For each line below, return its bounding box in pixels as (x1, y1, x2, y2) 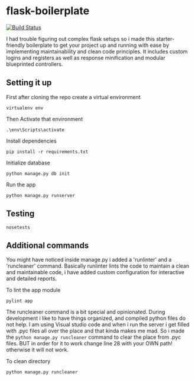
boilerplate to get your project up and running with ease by (26, 42, 170, 49)
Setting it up (6, 78, 52, 88)
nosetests (6, 224, 31, 230)
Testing (6, 209, 35, 219)
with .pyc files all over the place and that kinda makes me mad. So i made (6, 328, 185, 335)
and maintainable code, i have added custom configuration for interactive (6, 269, 185, 276)
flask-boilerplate (6, 4, 90, 18)
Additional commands (6, 240, 89, 250)
